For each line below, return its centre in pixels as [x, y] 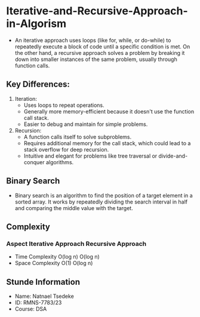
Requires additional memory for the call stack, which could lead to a [107, 143]
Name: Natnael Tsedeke [44, 296]
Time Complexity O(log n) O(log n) [57, 257]
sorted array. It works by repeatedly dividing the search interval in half [101, 202]
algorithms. [60, 162]
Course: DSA [31, 309]
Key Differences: [38, 84]
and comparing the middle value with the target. [74, 208]
